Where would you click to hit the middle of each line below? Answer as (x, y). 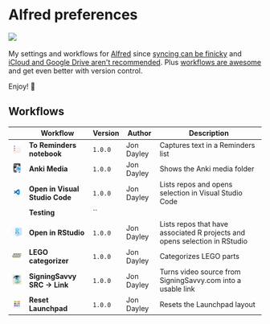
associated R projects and (202, 232)
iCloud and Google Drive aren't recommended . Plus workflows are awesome (135, 62)
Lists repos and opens (196, 184)
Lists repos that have (194, 224)
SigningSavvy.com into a (200, 280)
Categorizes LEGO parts (199, 256)
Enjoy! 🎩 (22, 86)
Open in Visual (54, 189)
